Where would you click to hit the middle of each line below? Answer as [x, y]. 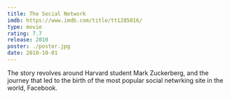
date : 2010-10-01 [33, 53]
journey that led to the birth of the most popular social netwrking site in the [115, 80]
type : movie [25, 27]
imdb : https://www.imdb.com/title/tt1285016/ [75, 20]
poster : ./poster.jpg [39, 46]
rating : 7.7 [25, 33]
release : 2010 [28, 40]
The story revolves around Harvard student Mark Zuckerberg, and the [108, 73]
